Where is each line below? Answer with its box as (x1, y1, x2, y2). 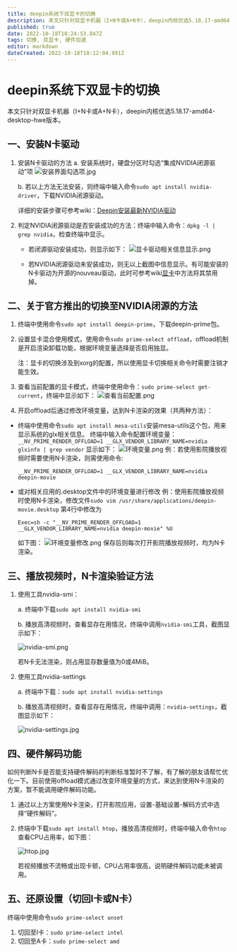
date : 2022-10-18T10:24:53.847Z (7, 30, 102, 37)
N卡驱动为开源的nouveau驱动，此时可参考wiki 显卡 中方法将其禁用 (28, 269, 219, 277)
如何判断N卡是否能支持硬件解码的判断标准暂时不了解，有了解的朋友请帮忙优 (7, 768, 229, 776)
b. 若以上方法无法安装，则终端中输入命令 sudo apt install (17, 182, 187, 190)
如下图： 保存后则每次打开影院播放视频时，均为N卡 (17, 539, 226, 547)
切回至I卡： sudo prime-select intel (17, 928, 123, 936)
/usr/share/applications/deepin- (119, 498, 217, 505)
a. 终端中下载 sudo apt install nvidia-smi (17, 605, 141, 614)
